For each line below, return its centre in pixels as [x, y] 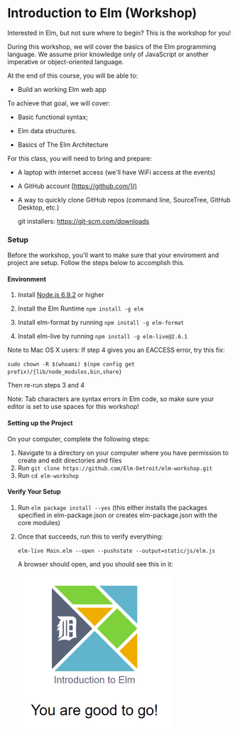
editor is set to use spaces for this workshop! [74, 407]
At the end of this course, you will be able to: [73, 76]
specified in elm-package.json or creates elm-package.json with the [118, 515]
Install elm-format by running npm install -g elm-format [101, 323]
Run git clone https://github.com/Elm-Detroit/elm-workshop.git [115, 467]
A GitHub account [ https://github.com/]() [77, 186]
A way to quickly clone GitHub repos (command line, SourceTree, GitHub [124, 199]
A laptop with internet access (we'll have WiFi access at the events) [117, 172]
